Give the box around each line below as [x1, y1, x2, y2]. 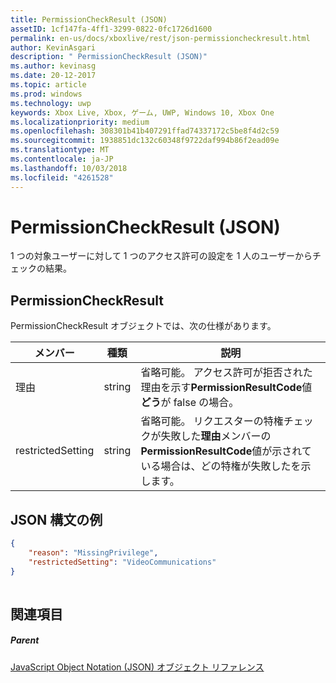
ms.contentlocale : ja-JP [10, 154, 114, 164]
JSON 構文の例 [10, 511, 103, 528]
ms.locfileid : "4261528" [10, 172, 114, 183]
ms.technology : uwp [10, 98, 92, 108]
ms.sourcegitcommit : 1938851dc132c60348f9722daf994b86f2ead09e [10, 136, 280, 146]
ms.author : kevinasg [10, 61, 97, 71]
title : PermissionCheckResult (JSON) [10, 14, 168, 25]
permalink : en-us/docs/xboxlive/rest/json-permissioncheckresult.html [10, 33, 311, 43]
